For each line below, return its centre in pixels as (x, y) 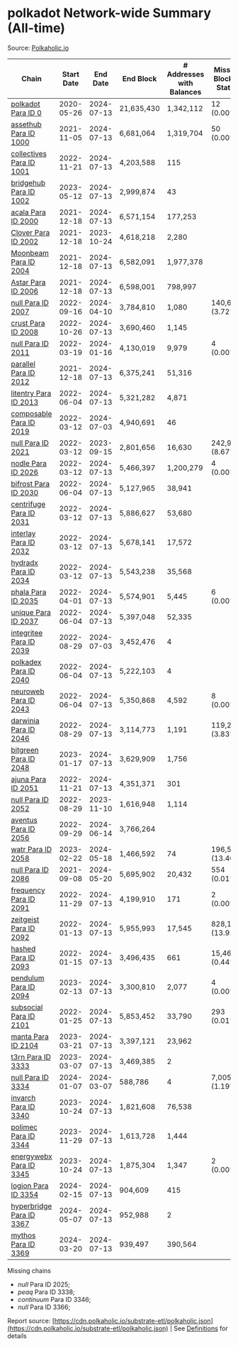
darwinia (25, 721)
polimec (24, 1127)
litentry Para (31, 393)
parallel (23, 363)
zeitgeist (25, 919)
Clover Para (30, 232)
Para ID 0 (27, 113)
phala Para (29, 592)
